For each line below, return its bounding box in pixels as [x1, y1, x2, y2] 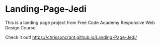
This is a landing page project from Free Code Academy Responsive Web [5, 20, 155, 25]
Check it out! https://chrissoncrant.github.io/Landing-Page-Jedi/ [5, 34, 137, 40]
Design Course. [5, 24, 37, 30]
